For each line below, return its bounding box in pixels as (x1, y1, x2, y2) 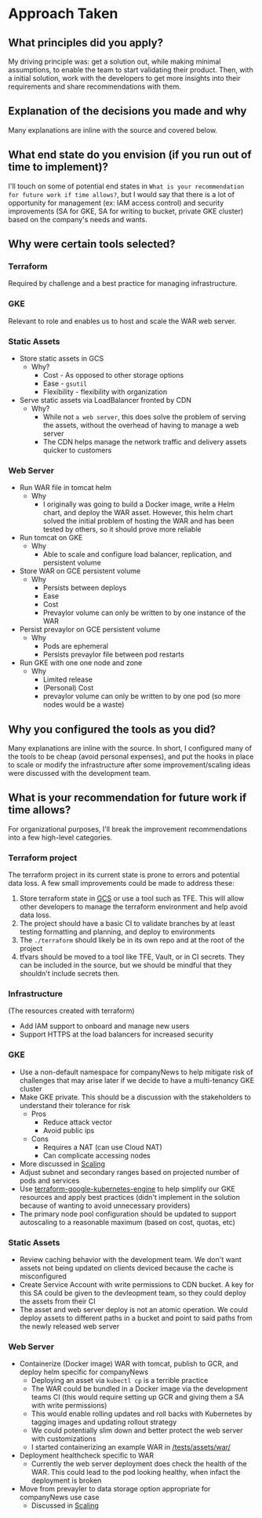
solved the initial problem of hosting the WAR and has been (42, 516, 235, 526)
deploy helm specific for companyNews (19, 1367, 149, 1377)
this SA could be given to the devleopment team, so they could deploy (19, 1289, 247, 1298)
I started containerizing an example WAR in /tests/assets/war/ (31, 1443, 231, 1452)
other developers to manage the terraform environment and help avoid (19, 902, 248, 912)
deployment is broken (31, 1476, 102, 1485)
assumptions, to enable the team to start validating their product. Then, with (8, 65, 253, 75)
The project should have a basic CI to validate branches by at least (19, 919, 235, 928)
